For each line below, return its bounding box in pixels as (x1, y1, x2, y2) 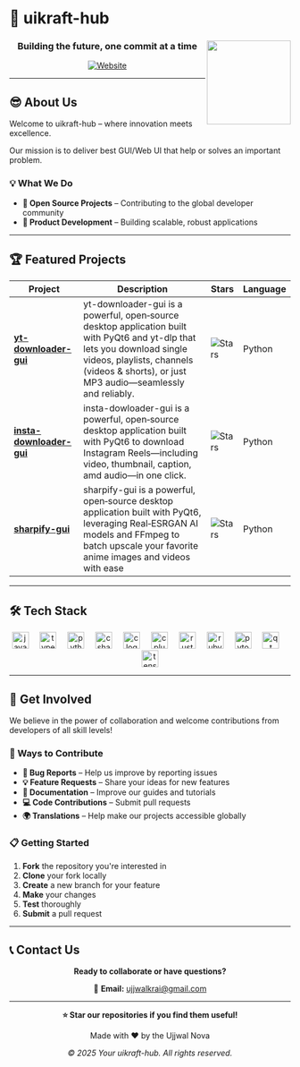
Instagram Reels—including (83, 447, 199, 459)
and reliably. (83, 388, 135, 400)
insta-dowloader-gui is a (83, 402, 190, 414)
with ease (83, 562, 124, 575)
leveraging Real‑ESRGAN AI (83, 517, 199, 530)
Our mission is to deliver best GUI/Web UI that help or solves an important (9, 145, 281, 156)
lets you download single (83, 343, 187, 355)
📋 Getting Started (9, 837, 89, 849)
